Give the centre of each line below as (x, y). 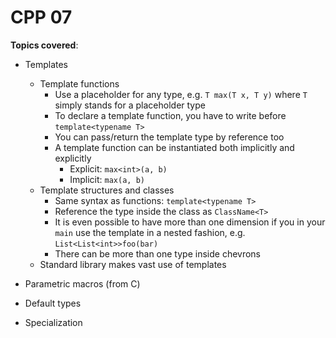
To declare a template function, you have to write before (170, 115)
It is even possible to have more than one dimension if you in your (190, 222)
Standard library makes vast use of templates (133, 264)
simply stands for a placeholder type (130, 105)
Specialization (53, 322)
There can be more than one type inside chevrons (158, 253)
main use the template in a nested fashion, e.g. (150, 232)
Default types (53, 303)
